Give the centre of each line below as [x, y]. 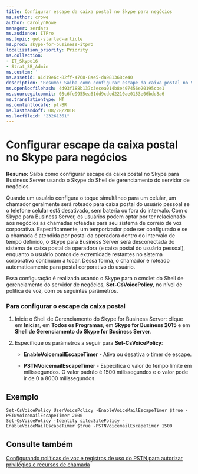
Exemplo [22, 397]
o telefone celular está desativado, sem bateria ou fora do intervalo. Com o [97, 211]
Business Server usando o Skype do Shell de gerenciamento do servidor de [98, 180]
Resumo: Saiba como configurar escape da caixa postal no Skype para [93, 174]
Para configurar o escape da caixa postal [66, 306]
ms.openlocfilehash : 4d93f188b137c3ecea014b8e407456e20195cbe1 [85, 89]
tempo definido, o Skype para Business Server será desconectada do [90, 242]
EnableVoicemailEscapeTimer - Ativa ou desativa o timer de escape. [108, 354]
